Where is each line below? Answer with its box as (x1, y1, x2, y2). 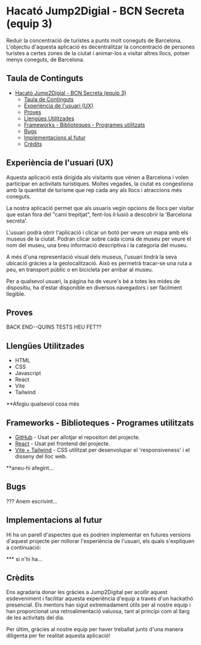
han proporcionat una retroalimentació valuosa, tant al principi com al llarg (6, 608, 190, 615)
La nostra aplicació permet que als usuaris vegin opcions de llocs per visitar (6, 204, 194, 211)
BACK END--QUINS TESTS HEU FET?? (6, 323, 102, 331)
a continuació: (6, 544, 41, 551)
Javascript (14, 370, 41, 377)
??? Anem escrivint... (6, 497, 58, 505)
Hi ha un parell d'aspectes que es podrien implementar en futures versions (6, 531, 191, 538)
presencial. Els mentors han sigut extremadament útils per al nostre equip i (6, 601, 191, 608)
